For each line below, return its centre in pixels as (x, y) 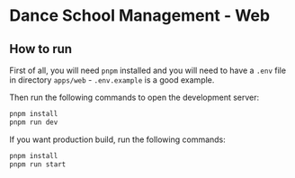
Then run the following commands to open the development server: (134, 97)
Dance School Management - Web (140, 16)
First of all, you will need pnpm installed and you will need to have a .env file (147, 70)
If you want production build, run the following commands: (118, 139)
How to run (41, 49)
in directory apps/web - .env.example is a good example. (112, 80)
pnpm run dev (34, 122)
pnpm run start (38, 164)
